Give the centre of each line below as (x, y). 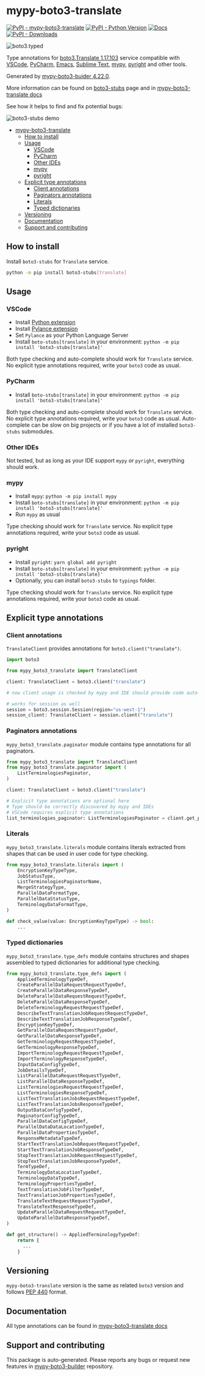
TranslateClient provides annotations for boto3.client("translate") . (94, 649)
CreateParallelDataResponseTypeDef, (64, 991)
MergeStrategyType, (42, 888)
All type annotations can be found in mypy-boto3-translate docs (87, 1326)
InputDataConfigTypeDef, (49, 1064)
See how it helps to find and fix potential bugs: (65, 106)
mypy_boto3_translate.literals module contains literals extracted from (96, 847)
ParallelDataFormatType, (49, 893)
